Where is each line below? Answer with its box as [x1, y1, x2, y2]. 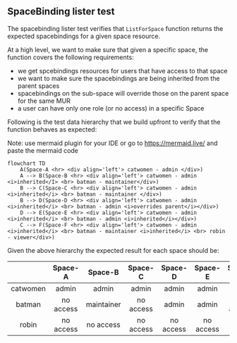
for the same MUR [17, 96, 71, 105]
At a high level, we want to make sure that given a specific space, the [7, 45, 209, 54]
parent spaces [17, 81, 60, 90]
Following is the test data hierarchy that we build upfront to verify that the [7, 118, 221, 126]
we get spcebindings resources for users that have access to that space [17, 66, 228, 75]
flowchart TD [7, 160, 46, 167]
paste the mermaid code [7, 146, 79, 154]
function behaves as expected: [7, 125, 97, 133]
